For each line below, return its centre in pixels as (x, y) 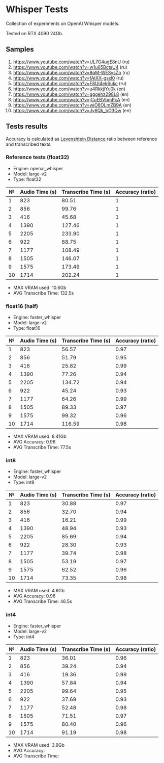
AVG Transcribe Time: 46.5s (43, 601)
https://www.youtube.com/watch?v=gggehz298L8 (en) (71, 94)
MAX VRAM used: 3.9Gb (39, 745)
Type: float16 (27, 328)
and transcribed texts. (29, 144)
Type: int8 (24, 482)
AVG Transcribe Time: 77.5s (42, 448)
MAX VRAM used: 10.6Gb (40, 287)
